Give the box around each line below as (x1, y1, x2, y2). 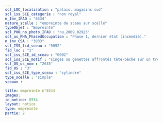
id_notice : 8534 (5, 97, 38, 102)
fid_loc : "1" (5, 48, 34, 53)
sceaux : (5, 79, 23, 84)
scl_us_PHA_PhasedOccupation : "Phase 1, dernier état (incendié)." (5, 35, 147, 39)
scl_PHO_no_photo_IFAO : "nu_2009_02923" (5, 30, 90, 35)
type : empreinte (5, 106, 38, 111)
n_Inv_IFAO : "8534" (5, 16, 47, 21)
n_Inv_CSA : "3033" (5, 39, 45, 44)
